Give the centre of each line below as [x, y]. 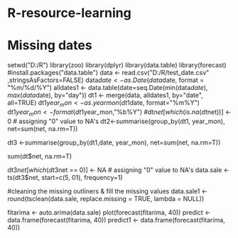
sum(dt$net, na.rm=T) [40, 156]
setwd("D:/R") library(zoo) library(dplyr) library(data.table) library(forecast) [117, 65]
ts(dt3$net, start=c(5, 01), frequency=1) [65, 177]
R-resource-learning [69, 13]
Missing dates [50, 46]
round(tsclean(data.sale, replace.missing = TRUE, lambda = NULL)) [106, 198]
